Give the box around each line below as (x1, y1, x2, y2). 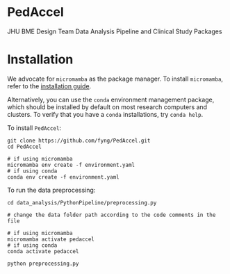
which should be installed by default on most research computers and (7, 102, 207, 111)
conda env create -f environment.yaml (7, 173, 120, 181)
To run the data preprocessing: (7, 186, 96, 194)
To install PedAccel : (7, 123, 61, 132)
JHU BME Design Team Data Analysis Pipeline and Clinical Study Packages (7, 27, 222, 35)
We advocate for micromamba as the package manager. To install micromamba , (7, 74, 224, 83)
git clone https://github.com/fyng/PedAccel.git (7, 137, 151, 144)
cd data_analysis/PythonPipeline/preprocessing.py (7, 199, 157, 206)
